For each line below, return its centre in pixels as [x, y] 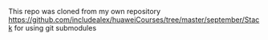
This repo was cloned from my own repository [85, 11]
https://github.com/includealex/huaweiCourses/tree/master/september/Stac [134, 20]
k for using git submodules [53, 28]
